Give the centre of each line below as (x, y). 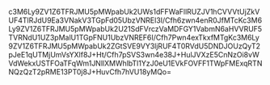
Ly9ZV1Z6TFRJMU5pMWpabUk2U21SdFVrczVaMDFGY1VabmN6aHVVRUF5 (135, 29)
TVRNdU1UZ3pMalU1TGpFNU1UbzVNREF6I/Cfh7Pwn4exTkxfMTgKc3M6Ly (134, 37)
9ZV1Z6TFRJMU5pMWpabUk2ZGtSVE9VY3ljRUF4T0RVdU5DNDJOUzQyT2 (135, 46)
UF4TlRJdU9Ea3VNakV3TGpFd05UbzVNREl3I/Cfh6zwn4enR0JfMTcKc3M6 (135, 20)
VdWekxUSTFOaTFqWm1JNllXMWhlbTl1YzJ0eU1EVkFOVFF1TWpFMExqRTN (135, 63)
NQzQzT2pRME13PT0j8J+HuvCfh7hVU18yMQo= (90, 72)
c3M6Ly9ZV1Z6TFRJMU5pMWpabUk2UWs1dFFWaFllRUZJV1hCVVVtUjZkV (134, 12)
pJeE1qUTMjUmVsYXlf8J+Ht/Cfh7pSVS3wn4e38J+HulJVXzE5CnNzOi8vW (134, 55)
